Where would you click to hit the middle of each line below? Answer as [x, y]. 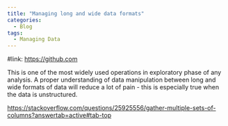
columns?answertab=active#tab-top [59, 116]
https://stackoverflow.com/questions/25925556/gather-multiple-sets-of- [112, 108]
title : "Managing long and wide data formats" [76, 13]
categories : [24, 20]
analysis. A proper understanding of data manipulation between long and [112, 80]
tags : [15, 33]
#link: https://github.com [42, 59]
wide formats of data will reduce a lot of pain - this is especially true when [113, 87]
